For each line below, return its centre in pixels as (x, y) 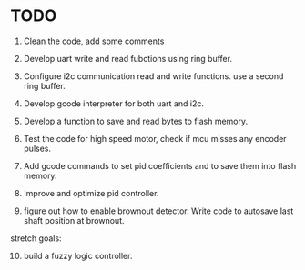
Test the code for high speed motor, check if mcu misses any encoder (155, 138)
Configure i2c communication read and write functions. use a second (153, 76)
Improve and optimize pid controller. (91, 193)
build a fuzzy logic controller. (78, 255)
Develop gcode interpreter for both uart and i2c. (113, 103)
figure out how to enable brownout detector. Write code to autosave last (158, 211)
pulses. (37, 148)
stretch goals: (36, 238)
